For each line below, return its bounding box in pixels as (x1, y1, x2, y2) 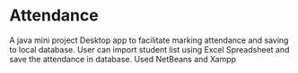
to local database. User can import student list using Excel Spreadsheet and (9, 44, 290, 54)
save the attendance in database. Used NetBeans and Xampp (9, 53, 236, 64)
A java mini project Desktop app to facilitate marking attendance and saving (9, 35, 289, 45)
